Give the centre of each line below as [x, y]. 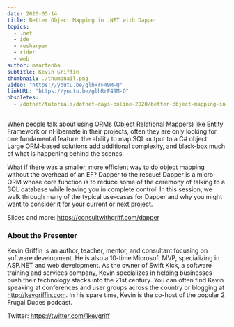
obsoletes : [23, 98]
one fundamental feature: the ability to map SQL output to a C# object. [108, 138]
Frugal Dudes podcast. [40, 303]
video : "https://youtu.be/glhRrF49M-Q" [65, 85]
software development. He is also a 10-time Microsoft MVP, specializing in [114, 258]
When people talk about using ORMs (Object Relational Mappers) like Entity [115, 124]
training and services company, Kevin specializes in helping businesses [110, 273]
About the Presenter [42, 235]
